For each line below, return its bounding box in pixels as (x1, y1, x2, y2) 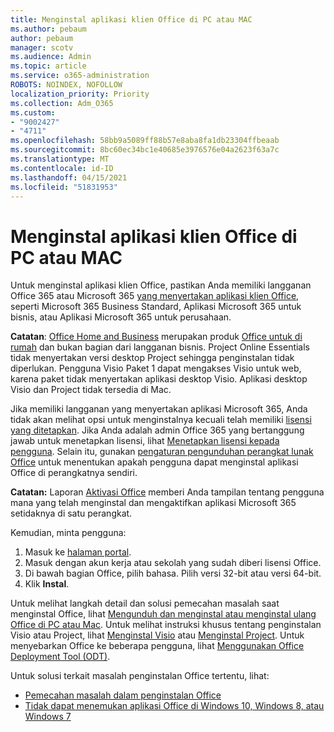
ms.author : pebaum (10, 24, 87, 34)
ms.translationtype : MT (10, 154, 110, 164)
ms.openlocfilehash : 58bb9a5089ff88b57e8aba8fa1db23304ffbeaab (10, 136, 280, 146)
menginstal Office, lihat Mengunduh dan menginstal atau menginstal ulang (10, 608, 317, 620)
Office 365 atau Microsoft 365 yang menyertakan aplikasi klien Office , (10, 290, 300, 302)
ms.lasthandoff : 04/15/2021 (10, 172, 128, 183)
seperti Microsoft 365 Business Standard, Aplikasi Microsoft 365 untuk (10, 301, 302, 313)
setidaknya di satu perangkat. (10, 507, 133, 520)
